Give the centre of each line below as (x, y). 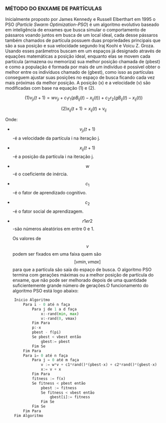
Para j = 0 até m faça (55, 360)
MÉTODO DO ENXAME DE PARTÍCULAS (54, 8)
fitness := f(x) (49, 379)
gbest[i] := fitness (70, 397)
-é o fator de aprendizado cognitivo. (50, 193)
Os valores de (27, 239)
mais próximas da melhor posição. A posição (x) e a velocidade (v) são (78, 83)
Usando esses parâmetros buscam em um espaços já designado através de (83, 51)
